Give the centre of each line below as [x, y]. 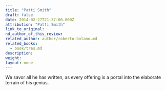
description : [19, 53]
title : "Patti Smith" [28, 10]
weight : [14, 58]
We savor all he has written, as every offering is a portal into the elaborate [83, 77]
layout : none [19, 63]
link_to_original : [25, 29]
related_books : [22, 44]
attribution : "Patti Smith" [35, 24]
